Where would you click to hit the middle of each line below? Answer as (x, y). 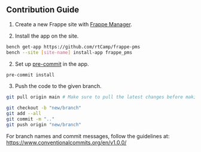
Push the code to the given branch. (58, 86)
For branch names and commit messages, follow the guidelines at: (88, 136)
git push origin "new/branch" (44, 124)
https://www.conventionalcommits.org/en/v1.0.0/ (66, 142)
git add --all (24, 114)
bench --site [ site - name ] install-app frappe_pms (69, 52)
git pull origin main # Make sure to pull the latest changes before (95, 97)
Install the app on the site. (47, 36)
